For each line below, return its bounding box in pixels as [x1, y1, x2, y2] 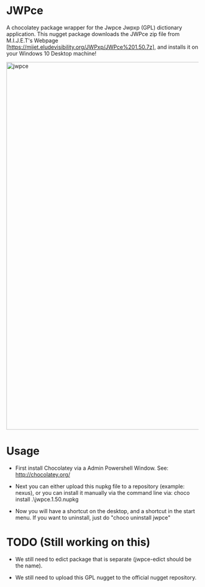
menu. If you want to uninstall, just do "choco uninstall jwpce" [15, 514, 171, 521]
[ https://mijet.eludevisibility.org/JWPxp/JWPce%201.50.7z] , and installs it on [6, 43, 198, 51]
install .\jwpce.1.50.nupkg [15, 495, 79, 503]
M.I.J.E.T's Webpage [6, 37, 59, 44]
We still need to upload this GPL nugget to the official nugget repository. [15, 574, 197, 581]
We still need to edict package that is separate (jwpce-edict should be [15, 555, 192, 563]
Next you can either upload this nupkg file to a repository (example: [15, 483, 185, 490]
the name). [15, 562, 43, 569]
